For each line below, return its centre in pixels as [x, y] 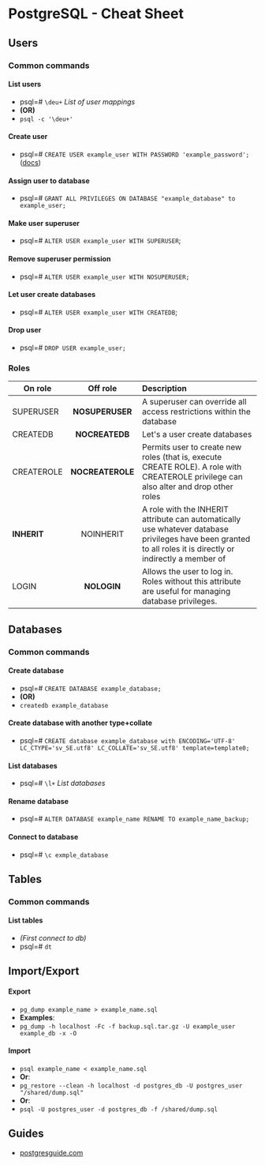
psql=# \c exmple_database [64, 855]
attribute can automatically [191, 520]
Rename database [39, 801]
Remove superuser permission [60, 258]
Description [164, 389]
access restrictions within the [196, 412]
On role [37, 389]
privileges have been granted [196, 539]
